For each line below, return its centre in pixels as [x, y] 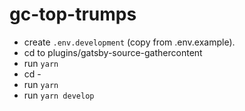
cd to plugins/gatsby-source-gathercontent [113, 52]
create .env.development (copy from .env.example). [129, 42]
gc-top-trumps [73, 14]
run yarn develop [59, 95]
